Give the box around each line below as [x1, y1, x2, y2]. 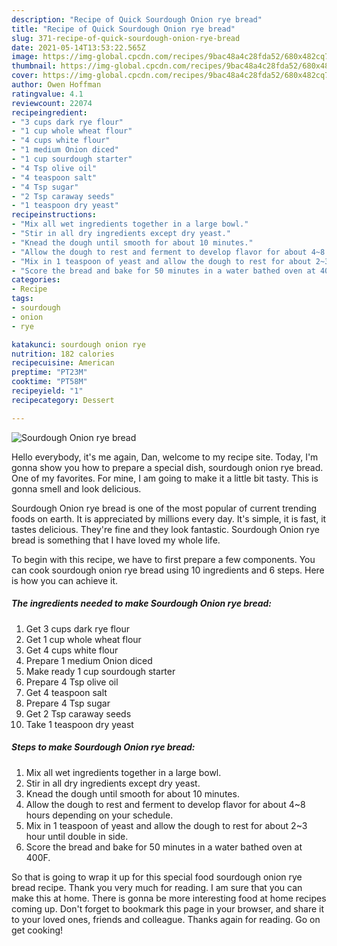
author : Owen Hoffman [11, 80, 102, 90]
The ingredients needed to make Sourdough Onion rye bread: [11, 597, 273, 610]
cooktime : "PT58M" [11, 377, 88, 387]
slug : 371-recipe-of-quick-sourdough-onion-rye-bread [11, 33, 241, 43]
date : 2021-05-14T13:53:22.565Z [11, 42, 146, 53]
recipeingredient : [11, 107, 88, 118]
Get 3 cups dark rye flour [25, 622, 130, 635]
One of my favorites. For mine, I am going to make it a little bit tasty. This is [11, 472, 319, 484]
